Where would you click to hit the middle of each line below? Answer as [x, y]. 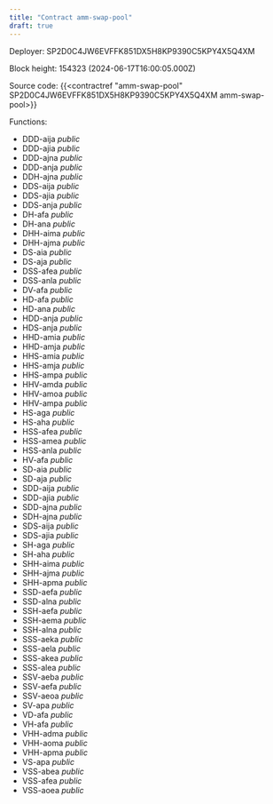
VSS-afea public [52, 780]
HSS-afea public [52, 431]
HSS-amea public [54, 441]
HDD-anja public [52, 318]
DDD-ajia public [51, 148]
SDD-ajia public [51, 498]
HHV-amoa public [55, 394]
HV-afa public [47, 459]
